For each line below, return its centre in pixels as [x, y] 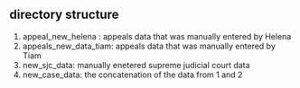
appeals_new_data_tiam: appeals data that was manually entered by [149, 46]
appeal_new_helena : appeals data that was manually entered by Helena [157, 36]
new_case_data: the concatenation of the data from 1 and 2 [132, 75]
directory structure [64, 15]
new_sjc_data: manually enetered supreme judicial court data [136, 65]
